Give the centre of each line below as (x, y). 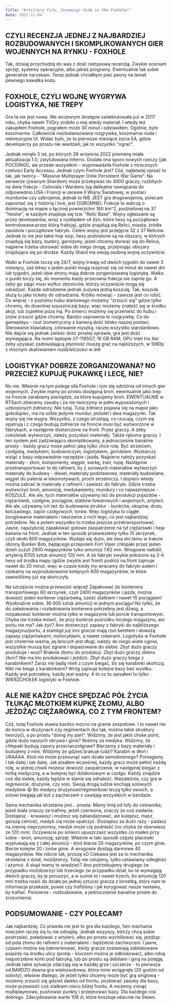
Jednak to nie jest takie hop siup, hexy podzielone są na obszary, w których (85, 236)
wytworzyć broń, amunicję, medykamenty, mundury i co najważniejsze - (82, 489)
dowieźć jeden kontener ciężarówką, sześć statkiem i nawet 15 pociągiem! (84, 597)
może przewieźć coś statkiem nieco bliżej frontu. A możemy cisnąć (76, 986)
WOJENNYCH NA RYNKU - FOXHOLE (66, 52)
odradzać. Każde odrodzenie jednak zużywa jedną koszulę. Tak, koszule (82, 289)
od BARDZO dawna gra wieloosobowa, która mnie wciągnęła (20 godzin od (84, 970)
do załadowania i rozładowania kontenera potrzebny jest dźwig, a (74, 608)
